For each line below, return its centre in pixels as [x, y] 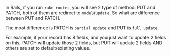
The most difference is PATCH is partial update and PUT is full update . [82, 28]
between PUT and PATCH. [33, 18]
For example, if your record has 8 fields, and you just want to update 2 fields [86, 38]
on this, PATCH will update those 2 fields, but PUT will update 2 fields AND [84, 43]
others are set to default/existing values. [48, 48]
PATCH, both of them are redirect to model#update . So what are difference [83, 13]
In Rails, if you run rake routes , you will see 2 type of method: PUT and [80, 7]
